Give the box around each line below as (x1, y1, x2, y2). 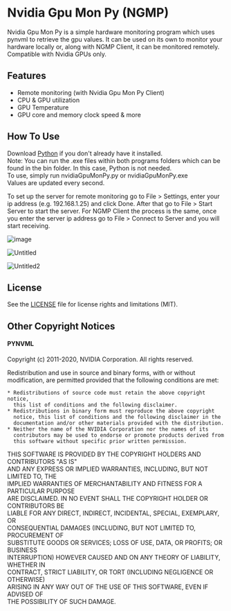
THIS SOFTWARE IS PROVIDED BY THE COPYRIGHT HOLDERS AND (7, 449, 202, 458)
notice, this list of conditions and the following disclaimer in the (13, 413, 221, 420)
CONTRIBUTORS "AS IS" (7, 457, 77, 465)
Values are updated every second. (7, 178, 105, 187)
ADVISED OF (7, 590, 44, 598)
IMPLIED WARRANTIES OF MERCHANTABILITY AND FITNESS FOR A (7, 479, 203, 488)
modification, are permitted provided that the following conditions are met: (7, 376, 219, 384)
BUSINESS (7, 546, 38, 554)
